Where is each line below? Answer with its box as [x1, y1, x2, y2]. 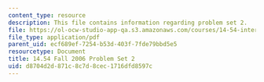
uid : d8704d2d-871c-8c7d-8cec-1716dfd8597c [8, 62, 153, 70]
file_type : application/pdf [8, 33, 101, 41]
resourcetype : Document [8, 48, 86, 55]
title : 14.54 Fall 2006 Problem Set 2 [8, 55, 135, 63]
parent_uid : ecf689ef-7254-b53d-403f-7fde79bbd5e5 [8, 41, 178, 48]
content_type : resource [8, 11, 86, 20]
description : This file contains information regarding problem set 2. [8, 19, 247, 27]
